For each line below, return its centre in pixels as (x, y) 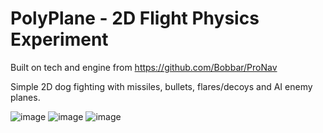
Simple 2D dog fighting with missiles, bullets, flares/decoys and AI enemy (161, 86)
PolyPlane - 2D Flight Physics (135, 18)
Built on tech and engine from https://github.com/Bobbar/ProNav (144, 67)
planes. (25, 97)
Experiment (59, 39)
